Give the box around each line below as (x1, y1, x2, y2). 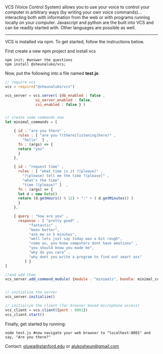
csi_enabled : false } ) (35, 102, 86, 107)
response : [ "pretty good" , (17, 218, 79, 223)
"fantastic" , (29, 223, 57, 228)
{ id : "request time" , (14, 164, 64, 169)
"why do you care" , (29, 250, 70, 255)
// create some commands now (5, 115, 64, 120)
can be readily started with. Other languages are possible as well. (5, 25, 136, 31)
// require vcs (5, 80, 36, 85)
